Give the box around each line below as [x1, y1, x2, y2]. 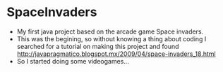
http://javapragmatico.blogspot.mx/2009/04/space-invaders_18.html [16, 50, 216, 58]
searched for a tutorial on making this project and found [16, 42, 179, 50]
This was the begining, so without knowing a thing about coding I [16, 34, 207, 43]
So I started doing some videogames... [16, 57, 130, 65]
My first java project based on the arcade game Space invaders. [16, 27, 204, 36]
